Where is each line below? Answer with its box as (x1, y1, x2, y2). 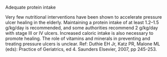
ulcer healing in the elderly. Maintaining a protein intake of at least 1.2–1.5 (5, 20, 159, 25)
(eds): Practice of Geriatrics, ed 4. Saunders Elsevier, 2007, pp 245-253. (5, 46, 157, 52)
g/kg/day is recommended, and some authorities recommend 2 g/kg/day (5, 25, 158, 31)
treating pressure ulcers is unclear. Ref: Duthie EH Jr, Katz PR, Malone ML (5, 41, 160, 47)
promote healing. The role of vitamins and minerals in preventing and (5, 35, 151, 41)
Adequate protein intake (5, 5, 56, 10)
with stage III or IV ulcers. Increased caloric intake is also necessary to (5, 30, 154, 36)
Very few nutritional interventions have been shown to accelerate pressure (5, 14, 162, 20)
